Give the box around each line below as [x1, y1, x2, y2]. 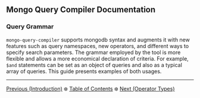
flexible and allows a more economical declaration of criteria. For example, [6, 55, 189, 62]
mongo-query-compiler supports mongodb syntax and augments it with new [6, 36, 190, 43]
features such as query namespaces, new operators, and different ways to [6, 42, 189, 49]
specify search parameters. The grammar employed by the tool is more [6, 49, 181, 56]
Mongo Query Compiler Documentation [6, 5, 156, 15]
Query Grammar [6, 23, 54, 31]
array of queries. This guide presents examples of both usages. [6, 68, 162, 75]
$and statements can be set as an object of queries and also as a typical [6, 61, 183, 68]
